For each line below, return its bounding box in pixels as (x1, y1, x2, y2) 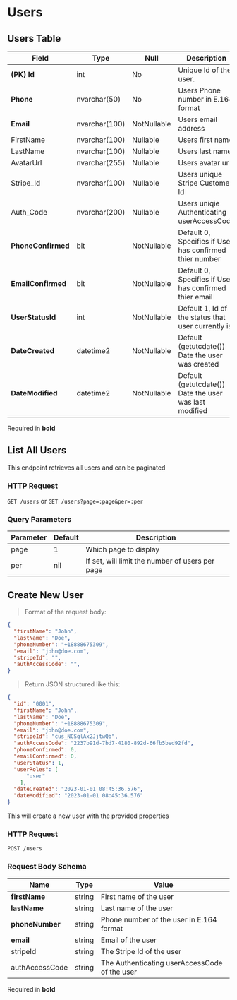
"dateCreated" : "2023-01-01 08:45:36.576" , (13, 785, 143, 793)
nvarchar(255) (76, 158, 126, 167)
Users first (178, 135, 213, 145)
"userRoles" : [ (13, 766, 59, 773)
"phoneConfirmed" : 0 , (13, 746, 78, 754)
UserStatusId (11, 312, 56, 322)
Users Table (7, 32, 61, 44)
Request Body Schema (7, 862, 87, 871)
